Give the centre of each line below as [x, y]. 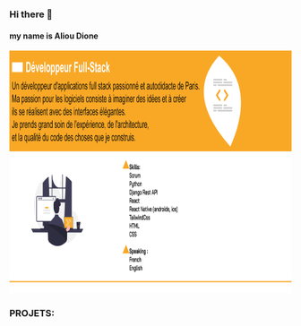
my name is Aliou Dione [54, 36]
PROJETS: [32, 313]
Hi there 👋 [31, 14]
